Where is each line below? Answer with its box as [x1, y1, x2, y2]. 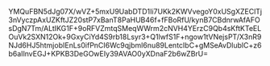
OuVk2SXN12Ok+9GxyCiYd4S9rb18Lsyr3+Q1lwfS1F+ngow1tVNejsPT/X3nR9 [8, 32, 262, 41]
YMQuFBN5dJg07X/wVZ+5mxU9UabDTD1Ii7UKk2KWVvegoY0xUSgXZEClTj [8, 7, 263, 16]
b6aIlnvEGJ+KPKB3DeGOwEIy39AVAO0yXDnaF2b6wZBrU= [8, 49, 208, 58]
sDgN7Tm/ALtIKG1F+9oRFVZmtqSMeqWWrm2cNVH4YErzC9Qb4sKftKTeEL [8, 24, 262, 33]
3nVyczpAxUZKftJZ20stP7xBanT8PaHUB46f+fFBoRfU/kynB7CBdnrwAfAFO [8, 15, 260, 25]
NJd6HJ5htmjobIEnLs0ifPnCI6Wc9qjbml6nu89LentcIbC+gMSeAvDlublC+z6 [8, 41, 262, 50]
